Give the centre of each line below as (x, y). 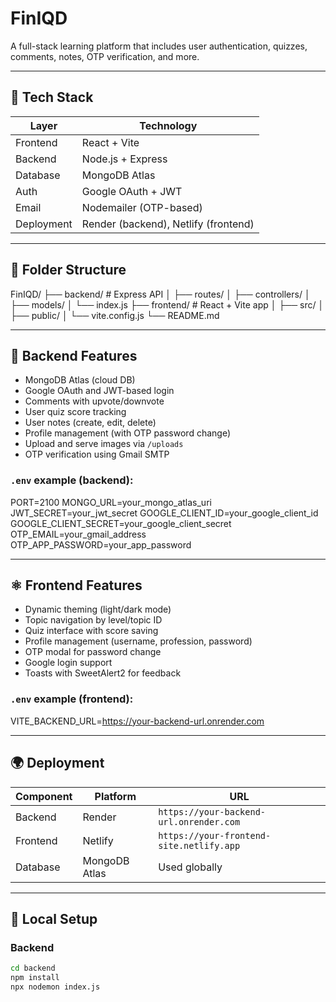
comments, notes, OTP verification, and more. (105, 56)
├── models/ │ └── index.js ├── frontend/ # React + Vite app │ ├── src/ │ (167, 304)
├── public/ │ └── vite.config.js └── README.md (115, 315)
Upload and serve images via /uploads (104, 444)
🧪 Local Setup (54, 918)
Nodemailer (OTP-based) (142, 207)
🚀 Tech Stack (52, 97)
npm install (35, 978)
